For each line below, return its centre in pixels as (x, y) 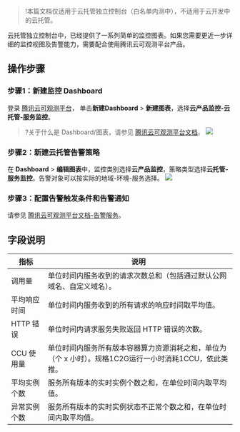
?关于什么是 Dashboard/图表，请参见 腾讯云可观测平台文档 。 (115, 132)
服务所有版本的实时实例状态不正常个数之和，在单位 (134, 407)
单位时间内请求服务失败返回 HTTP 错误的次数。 (127, 329)
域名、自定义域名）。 (82, 286)
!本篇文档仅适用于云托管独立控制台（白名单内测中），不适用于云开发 (124, 11)
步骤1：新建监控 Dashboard (55, 91)
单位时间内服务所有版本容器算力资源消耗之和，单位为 (137, 348)
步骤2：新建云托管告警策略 (54, 152)
